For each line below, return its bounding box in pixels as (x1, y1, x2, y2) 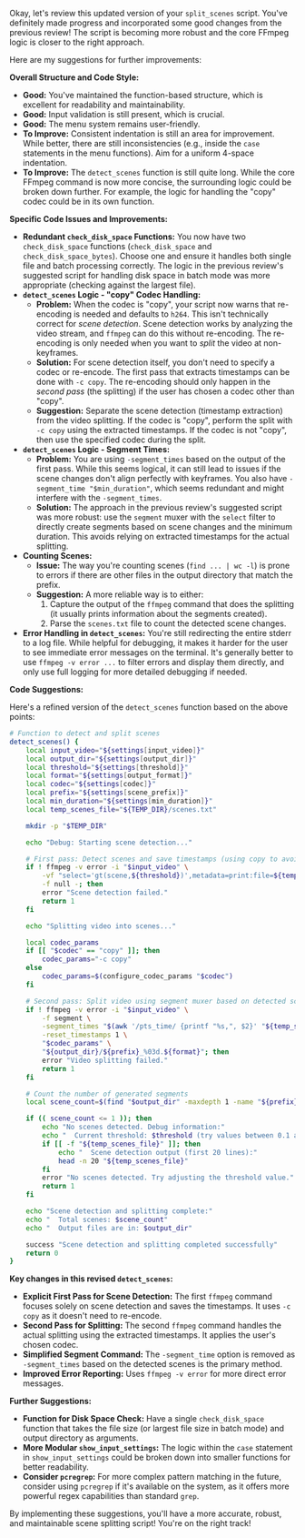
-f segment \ (42, 1014, 92, 1023)
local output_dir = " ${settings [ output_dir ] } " (25, 754, 197, 764)
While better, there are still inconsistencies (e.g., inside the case (22, 138, 261, 148)
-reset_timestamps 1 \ (42, 1030, 128, 1040)
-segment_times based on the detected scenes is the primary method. (22, 1359, 283, 1370)
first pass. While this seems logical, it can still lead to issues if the (35, 463, 281, 474)
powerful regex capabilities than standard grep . (22, 1491, 200, 1502)
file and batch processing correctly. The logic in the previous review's (22, 260, 284, 271)
